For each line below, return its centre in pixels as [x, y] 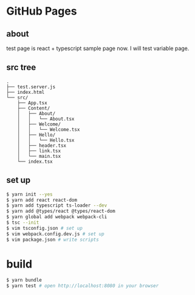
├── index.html [26, 92]
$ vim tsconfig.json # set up [45, 228]
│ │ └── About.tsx [46, 119]
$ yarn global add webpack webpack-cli [57, 217]
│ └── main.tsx [39, 156]
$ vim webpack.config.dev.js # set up [55, 234]
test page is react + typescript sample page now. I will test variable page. [98, 48]
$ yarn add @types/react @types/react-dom [61, 211]
